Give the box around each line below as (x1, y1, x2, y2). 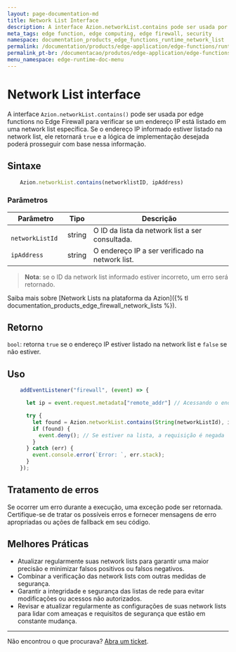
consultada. (93, 234, 132, 244)
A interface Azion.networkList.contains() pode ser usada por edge (7, 110, 204, 118)
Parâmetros (7, 195, 48, 205)
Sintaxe (7, 160, 41, 173)
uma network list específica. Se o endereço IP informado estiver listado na (7, 125, 223, 133)
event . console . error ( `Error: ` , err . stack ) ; (32, 451, 165, 458)
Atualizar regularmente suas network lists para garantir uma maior (17, 557, 209, 565)
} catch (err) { (25, 445, 74, 452)
